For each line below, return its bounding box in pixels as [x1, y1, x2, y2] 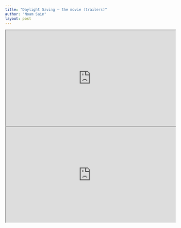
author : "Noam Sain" [5, 12, 47, 16]
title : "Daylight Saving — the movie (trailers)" [5, 7, 108, 12]
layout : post [5, 16, 32, 21]
